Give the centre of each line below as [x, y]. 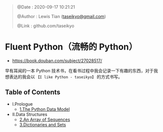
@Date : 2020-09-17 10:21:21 [46, 7]
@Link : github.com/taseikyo [45, 26]
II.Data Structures [30, 114]
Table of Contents [33, 92]
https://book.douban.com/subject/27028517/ [57, 61]
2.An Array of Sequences [45, 119]
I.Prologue [22, 104]
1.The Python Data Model [45, 109]
